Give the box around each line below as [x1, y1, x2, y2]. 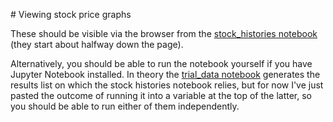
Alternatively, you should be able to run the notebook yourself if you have [10, 58, 313, 69]
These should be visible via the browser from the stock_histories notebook [10, 28, 318, 39]
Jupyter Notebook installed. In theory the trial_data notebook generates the [10, 69, 321, 80]
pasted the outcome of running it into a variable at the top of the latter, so [10, 90, 312, 101]
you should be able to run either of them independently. [10, 100, 240, 112]
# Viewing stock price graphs [10, 9, 132, 20]
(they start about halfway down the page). [10, 39, 184, 50]
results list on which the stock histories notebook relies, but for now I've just [10, 79, 324, 91]
